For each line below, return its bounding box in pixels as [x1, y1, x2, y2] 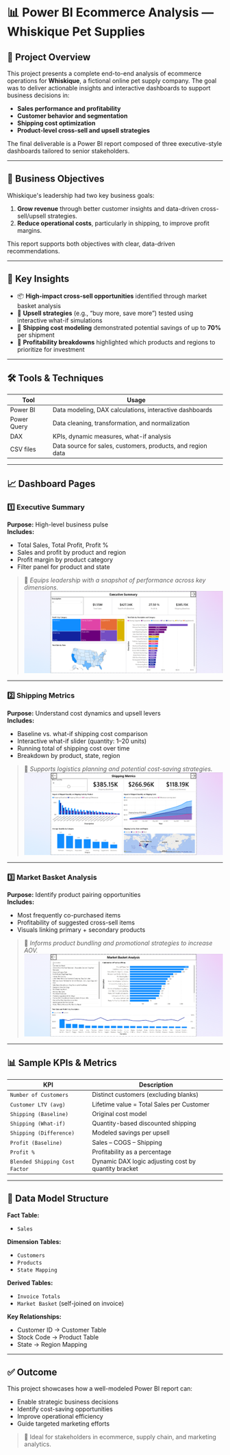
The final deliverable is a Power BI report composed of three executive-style [7, 140, 222, 147]
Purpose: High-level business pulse [7, 520, 108, 529]
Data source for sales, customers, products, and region [52, 442, 207, 450]
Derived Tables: [7, 1278, 53, 1287]
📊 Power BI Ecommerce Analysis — [7, 5, 214, 21]
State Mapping [16, 1267, 57, 1274]
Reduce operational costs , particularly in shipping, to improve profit [16, 219, 210, 227]
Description [139, 1080, 173, 1089]
